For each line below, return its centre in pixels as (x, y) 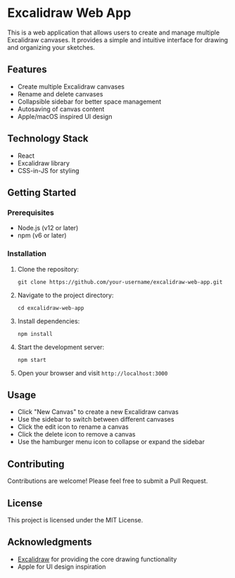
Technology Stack (48, 139)
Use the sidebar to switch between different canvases (96, 420)
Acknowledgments (50, 542)
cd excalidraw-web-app (51, 308)
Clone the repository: (48, 269)
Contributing (36, 464)
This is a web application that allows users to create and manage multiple (114, 32)
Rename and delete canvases (60, 94)
